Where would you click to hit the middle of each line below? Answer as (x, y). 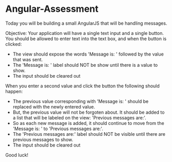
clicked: (14, 44)
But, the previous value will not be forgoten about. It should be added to (89, 112)
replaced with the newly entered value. (54, 106)
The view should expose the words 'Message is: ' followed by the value (88, 54)
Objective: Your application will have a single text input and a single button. (85, 33)
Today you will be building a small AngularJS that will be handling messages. (86, 23)
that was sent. (28, 59)
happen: (14, 91)
